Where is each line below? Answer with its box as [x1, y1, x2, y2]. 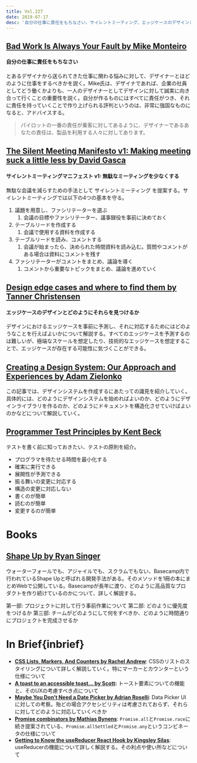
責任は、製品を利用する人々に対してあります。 [36, 128, 148, 135]
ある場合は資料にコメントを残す [23, 250, 101, 257]
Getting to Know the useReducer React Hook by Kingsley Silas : [14, 737, 171, 744]
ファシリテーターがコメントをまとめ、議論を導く [14, 257, 133, 264]
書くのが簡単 [14, 492, 46, 499]
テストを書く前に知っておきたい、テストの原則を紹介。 [6, 443, 140, 450]
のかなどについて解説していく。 [6, 409, 83, 416]
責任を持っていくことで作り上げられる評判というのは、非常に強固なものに [11, 101, 191, 108]
